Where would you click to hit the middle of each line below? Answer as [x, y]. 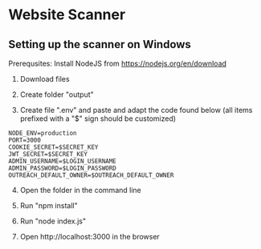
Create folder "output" [57, 94]
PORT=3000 [25, 140]
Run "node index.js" [53, 221]
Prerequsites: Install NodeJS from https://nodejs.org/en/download [118, 63]
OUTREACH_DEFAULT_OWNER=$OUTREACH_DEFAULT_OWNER [91, 175]
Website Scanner [67, 15]
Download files [45, 79]
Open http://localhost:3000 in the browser [90, 237]
